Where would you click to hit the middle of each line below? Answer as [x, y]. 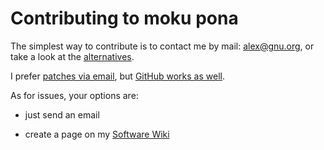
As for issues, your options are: [74, 95]
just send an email [62, 114]
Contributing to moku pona [124, 18]
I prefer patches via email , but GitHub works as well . [117, 76]
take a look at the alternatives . [72, 56]
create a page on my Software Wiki [97, 134]
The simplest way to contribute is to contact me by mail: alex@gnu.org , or [162, 46]
